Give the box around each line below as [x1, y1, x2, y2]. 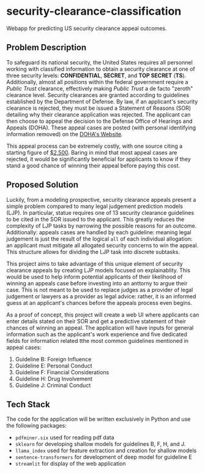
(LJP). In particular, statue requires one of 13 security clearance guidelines [6, 209, 195, 216]
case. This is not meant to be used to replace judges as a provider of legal [6, 286, 193, 293]
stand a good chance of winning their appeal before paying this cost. [6, 161, 181, 169]
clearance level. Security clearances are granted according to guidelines [6, 91, 190, 99]
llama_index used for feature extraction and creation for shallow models [15, 447, 197, 455]
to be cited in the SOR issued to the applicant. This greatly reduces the [6, 215, 185, 223]
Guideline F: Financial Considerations [15, 368, 110, 375]
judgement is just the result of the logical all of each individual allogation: [6, 235, 193, 242]
